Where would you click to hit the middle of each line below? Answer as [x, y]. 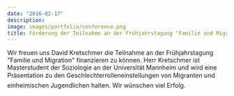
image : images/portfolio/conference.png [67, 26]
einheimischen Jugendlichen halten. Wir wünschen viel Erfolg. [96, 86]
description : [26, 20]
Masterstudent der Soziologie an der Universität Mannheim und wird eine [112, 67]
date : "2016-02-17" [36, 14]
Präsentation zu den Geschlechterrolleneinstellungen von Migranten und [111, 75]
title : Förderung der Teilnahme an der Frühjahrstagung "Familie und [110, 33]
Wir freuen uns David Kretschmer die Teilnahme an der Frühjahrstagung [110, 53]
